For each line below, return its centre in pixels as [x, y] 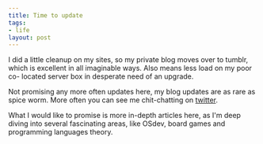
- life [19, 30]
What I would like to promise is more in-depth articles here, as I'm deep [125, 116]
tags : [17, 23]
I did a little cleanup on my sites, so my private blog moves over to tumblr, [128, 60]
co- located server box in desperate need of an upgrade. [101, 76]
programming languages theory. [61, 132]
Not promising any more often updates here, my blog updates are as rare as [132, 92]
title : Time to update [46, 15]
